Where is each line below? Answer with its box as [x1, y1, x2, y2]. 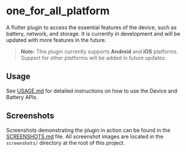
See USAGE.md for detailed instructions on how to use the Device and [6, 87, 178, 94]
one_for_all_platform [6, 4, 110, 18]
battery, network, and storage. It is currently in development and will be [6, 30, 181, 37]
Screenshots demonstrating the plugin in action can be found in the [6, 126, 171, 134]
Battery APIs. [6, 93, 39, 100]
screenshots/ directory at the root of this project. [6, 139, 126, 146]
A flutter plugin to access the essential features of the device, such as [6, 24, 177, 31]
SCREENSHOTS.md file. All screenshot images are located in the [6, 132, 164, 140]
